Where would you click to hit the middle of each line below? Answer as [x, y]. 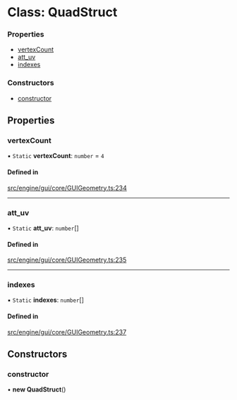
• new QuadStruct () [37, 389]
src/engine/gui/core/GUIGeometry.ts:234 [67, 188]
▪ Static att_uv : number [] [43, 228]
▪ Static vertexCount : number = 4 [56, 156]
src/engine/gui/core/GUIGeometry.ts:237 [67, 332]
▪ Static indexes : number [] [46, 300]
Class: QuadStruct [62, 12]
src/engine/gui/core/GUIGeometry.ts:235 [67, 260]
